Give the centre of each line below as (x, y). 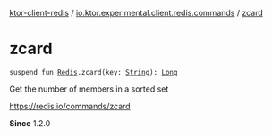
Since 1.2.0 (30, 123)
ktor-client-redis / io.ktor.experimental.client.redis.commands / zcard (136, 13)
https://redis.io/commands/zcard (70, 106)
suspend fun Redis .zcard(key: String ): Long (93, 72)
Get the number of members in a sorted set (89, 89)
